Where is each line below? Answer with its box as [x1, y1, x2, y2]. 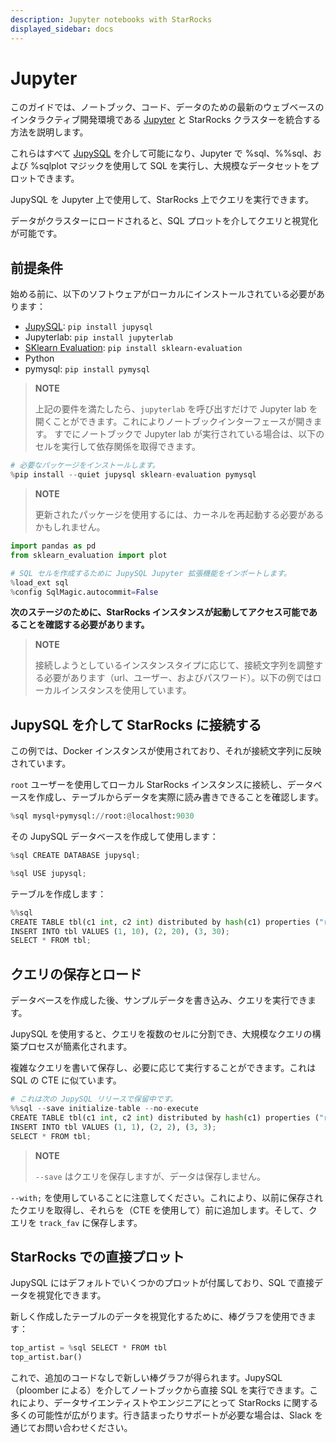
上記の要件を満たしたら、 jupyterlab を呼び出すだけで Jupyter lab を [34, 403, 318, 415]
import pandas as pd [10, 541, 97, 551]
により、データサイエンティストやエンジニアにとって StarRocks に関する [18, 1397, 319, 1409]
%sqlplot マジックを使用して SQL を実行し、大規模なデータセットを [29, 160, 310, 172]
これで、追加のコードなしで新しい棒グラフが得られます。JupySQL [10, 1372, 283, 1384]
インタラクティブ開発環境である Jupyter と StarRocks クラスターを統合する [10, 114, 322, 126]
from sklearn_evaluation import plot [10, 550, 168, 560]
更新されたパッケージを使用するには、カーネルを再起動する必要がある [34, 509, 325, 520]
